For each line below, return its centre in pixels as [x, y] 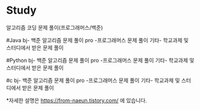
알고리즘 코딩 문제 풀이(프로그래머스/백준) [55, 27]
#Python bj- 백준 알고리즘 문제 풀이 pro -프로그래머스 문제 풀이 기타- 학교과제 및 [100, 60]
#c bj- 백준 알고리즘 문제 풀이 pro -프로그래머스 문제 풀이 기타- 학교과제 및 [93, 80]
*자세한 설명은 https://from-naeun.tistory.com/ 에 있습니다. [77, 100]
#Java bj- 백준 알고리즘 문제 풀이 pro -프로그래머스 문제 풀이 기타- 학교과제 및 [98, 40]
